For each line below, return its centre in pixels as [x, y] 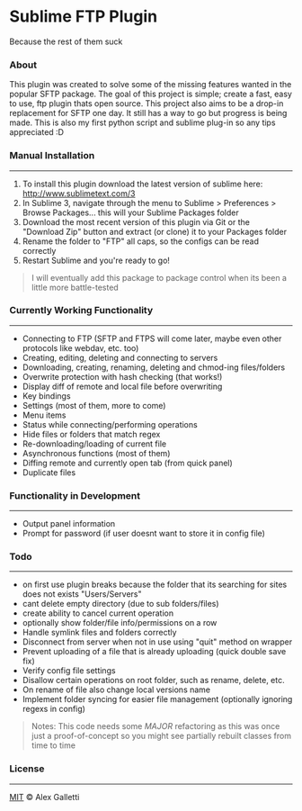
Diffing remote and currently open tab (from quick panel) [128, 463]
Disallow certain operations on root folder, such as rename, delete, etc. [153, 680]
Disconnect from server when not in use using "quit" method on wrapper [157, 642]
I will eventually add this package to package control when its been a [159, 277]
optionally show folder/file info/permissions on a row [120, 623]
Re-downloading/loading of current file [94, 444]
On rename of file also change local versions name [116, 689]
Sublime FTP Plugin [84, 17]
